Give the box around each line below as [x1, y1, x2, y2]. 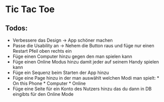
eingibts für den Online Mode [12, 91, 74, 97]
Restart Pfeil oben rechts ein [12, 48, 72, 54]
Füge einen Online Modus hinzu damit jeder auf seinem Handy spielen [12, 59, 159, 64]
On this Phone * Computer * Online [12, 80, 86, 86]
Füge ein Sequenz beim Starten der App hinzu [12, 70, 109, 76]
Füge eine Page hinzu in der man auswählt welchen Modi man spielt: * [12, 75, 159, 81]
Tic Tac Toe [5, 4, 55, 15]
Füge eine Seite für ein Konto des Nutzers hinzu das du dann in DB [12, 86, 152, 92]
